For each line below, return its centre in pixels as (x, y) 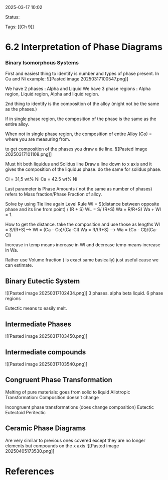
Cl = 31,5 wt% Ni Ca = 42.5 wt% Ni (41, 179)
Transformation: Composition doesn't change (52, 397)
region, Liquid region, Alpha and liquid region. (52, 94)
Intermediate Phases (38, 324)
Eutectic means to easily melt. (36, 308)
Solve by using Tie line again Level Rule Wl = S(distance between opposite (82, 204)
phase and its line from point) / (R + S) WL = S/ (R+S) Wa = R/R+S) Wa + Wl (83, 209)
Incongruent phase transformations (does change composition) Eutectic (79, 407)
